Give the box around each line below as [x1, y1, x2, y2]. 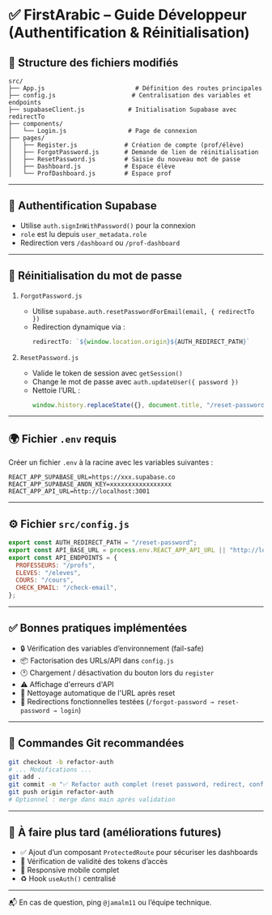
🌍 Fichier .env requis [8, 432, 117, 445]
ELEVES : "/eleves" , [15, 569, 82, 577]
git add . [8, 773, 42, 781]
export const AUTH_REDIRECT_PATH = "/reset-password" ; [8, 539, 198, 547]
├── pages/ [8, 134, 45, 142]
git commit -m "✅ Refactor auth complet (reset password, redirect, [8, 780, 246, 788]
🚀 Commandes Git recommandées [8, 737, 185, 750]
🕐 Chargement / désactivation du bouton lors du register [19, 668, 215, 677]
